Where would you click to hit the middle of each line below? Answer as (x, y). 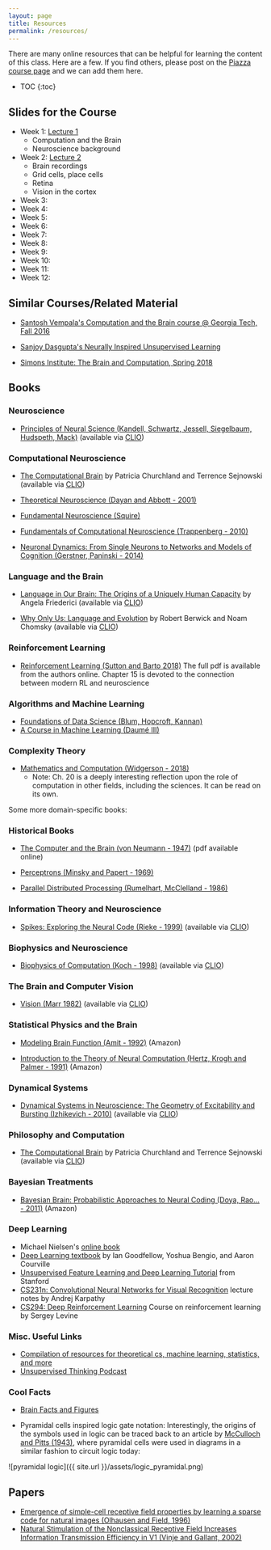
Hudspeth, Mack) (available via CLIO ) (82, 437)
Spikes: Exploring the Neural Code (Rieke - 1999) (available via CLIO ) (135, 927)
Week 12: (35, 278)
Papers (27, 1492)
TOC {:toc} (38, 87)
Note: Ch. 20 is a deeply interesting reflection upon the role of (135, 777)
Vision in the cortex (64, 192)
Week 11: (35, 269)
